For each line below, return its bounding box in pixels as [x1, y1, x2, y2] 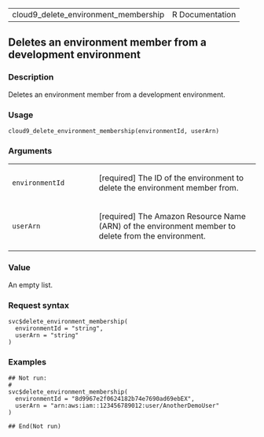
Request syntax [8, 299, 69, 310]
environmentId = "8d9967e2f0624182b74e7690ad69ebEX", [15, 395, 195, 403]
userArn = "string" [15, 331, 79, 339]
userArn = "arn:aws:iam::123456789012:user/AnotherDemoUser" [15, 402, 220, 410]
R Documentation [171, 9, 236, 20]
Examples [8, 356, 47, 367]
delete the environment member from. [98, 183, 239, 194]
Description [8, 72, 54, 83]
